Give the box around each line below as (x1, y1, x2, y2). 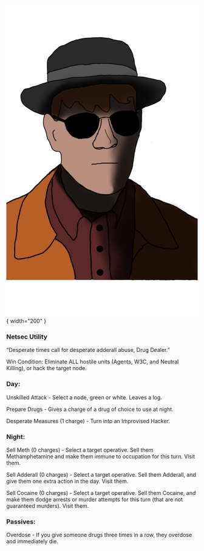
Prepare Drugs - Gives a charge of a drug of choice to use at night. (6, 405, 174, 413)
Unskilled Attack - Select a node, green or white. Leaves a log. (6, 393, 163, 401)
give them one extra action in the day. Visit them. (6, 477, 129, 485)
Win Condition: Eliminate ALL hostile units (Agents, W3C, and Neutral (6, 358, 179, 365)
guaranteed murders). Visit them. (6, 502, 89, 510)
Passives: (6, 518, 36, 525)
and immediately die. (6, 538, 59, 545)
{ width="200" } (6, 317, 47, 325)
